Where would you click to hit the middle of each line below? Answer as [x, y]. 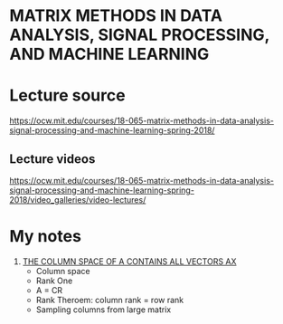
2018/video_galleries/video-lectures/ [78, 199]
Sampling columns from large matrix [104, 310]
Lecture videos [52, 159]
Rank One [54, 281]
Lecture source [67, 95]
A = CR [49, 290]
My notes [45, 237]
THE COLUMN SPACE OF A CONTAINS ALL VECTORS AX [129, 261]
